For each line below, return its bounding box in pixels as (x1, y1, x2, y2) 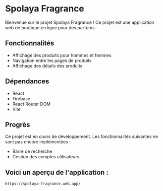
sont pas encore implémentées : (5, 139, 71, 145)
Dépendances (5, 77, 50, 86)
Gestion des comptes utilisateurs (12, 154, 80, 160)
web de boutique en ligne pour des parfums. (5, 24, 96, 30)
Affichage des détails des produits (12, 63, 83, 68)
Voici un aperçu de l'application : (5, 168, 109, 177)
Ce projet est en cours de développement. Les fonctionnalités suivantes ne (5, 133, 159, 139)
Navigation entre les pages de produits (12, 58, 92, 64)
